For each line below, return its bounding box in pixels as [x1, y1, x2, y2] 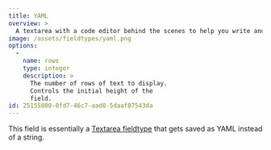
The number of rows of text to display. [29, 79, 168, 87]
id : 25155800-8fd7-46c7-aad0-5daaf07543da [8, 102, 153, 110]
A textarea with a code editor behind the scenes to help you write [15, 27, 251, 35]
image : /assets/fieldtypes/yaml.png [8, 34, 131, 43]
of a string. [8, 132, 44, 142]
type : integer [23, 65, 70, 73]
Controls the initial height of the [29, 86, 153, 95]
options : [8, 42, 38, 50]
